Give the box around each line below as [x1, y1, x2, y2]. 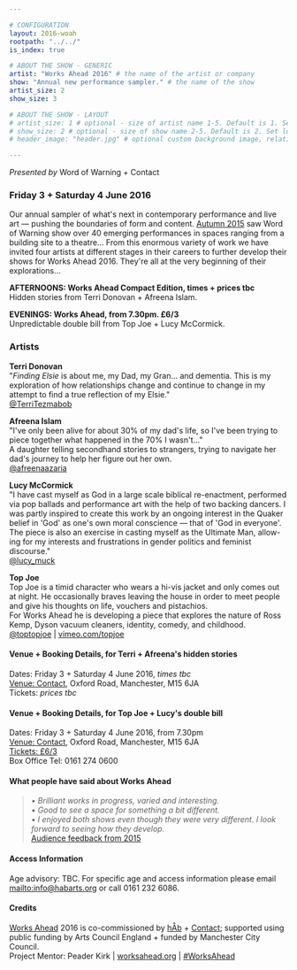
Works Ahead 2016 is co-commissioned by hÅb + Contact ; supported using [9, 922, 285, 933]
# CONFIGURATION [9, 20, 69, 29]
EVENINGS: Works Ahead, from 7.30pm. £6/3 [9, 309, 179, 319]
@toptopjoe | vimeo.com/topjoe [9, 628, 125, 639]
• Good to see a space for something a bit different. [30, 804, 220, 815]
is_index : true [9, 45, 65, 54]
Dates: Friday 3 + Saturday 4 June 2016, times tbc [9, 668, 192, 679]
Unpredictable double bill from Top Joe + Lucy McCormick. [9, 319, 225, 329]
